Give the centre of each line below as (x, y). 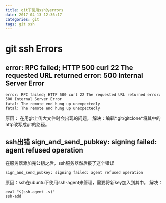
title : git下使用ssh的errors (34, 10)
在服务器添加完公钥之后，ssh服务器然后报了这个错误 (60, 163)
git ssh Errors (34, 49)
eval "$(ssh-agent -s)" (30, 192)
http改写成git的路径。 (27, 125)
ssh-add (13, 197)
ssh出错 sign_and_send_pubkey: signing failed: (81, 142)
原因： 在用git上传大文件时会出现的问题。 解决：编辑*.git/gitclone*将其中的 (83, 118)
